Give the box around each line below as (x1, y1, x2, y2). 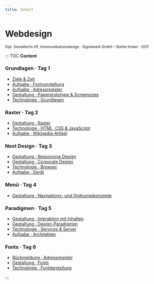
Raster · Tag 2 (5, 109, 38, 116)
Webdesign (5, 28, 52, 39)
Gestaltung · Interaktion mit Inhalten (12, 216, 84, 222)
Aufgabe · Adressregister (12, 86, 63, 92)
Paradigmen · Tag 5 (5, 204, 52, 211)
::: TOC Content (5, 53, 37, 59)
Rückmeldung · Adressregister (12, 255, 73, 261)
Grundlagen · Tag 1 (5, 65, 50, 72)
